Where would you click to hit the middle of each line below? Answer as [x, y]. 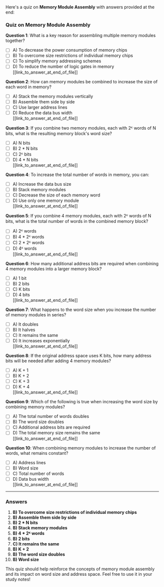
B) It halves [24, 330]
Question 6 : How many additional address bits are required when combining [82, 263]
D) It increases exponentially [41, 340]
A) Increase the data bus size [42, 184]
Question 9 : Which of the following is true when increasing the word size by [82, 402]
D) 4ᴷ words [25, 249]
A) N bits [21, 143]
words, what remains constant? [37, 453]
